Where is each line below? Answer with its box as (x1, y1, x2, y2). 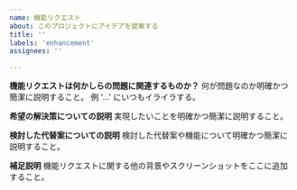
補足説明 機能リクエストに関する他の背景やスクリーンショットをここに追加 (9, 160, 289, 171)
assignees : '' (9, 47, 63, 56)
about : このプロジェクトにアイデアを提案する (9, 22, 159, 31)
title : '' (9, 30, 47, 39)
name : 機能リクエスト (9, 13, 81, 23)
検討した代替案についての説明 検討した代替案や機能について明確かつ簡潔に (9, 130, 289, 140)
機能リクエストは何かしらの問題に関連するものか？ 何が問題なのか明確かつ (9, 80, 289, 91)
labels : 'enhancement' (9, 38, 95, 48)
